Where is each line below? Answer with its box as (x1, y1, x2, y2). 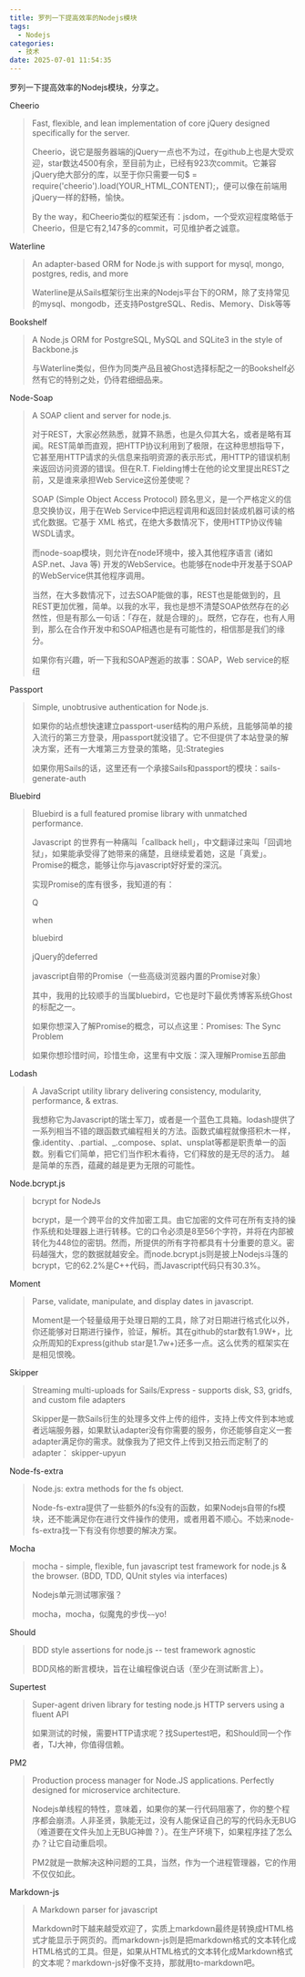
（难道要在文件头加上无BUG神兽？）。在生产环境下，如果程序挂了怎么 (31, 1827, 293, 1837)
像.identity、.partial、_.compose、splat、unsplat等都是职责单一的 (31, 1137, 279, 1148)
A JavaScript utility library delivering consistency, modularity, (31, 1086, 262, 1097)
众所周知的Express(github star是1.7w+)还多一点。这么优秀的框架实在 (31, 1337, 290, 1348)
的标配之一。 (31, 1002, 80, 1012)
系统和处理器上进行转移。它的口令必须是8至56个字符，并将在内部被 (39, 1226, 294, 1236)
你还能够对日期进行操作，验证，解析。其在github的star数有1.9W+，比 (31, 1326, 293, 1336)
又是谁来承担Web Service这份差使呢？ (47, 475, 192, 485)
